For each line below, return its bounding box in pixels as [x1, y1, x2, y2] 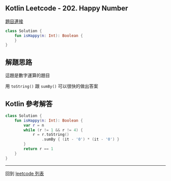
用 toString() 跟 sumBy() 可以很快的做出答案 [5, 83, 98, 89]
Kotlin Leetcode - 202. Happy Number [5, 4, 128, 13]
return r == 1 [23, 146, 53, 152]
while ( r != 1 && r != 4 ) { [23, 127, 83, 133]
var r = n [23, 123, 44, 128]
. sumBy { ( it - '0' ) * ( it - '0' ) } [41, 137, 120, 142]
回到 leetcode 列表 [5, 170, 44, 176]
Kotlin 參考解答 [5, 99, 53, 108]
